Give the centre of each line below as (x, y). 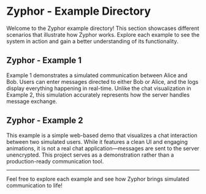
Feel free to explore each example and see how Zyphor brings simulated (98, 179)
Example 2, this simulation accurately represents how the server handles (98, 95)
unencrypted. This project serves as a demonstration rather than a (90, 155)
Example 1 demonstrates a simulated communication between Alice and (97, 75)
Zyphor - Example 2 (45, 121)
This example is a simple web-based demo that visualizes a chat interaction (102, 135)
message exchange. (32, 101)
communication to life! (34, 185)
